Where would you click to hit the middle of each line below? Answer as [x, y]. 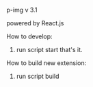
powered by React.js [35, 23]
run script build [38, 76]
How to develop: [29, 36]
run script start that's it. [49, 50]
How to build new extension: [46, 63]
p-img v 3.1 [22, 10]
